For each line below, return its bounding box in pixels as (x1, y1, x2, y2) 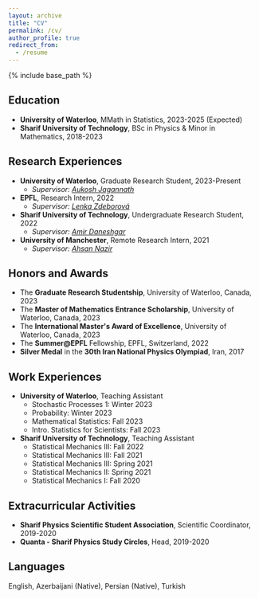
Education (8, 93, 61, 108)
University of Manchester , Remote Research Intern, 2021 (19, 235, 210, 245)
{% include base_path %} (8, 71, 92, 80)
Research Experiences (8, 155, 123, 168)
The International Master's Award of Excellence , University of (19, 322, 227, 331)
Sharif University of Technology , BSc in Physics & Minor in (19, 123, 216, 132)
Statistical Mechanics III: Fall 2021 (31, 451, 143, 460)
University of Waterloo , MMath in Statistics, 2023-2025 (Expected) (19, 115, 243, 124)
